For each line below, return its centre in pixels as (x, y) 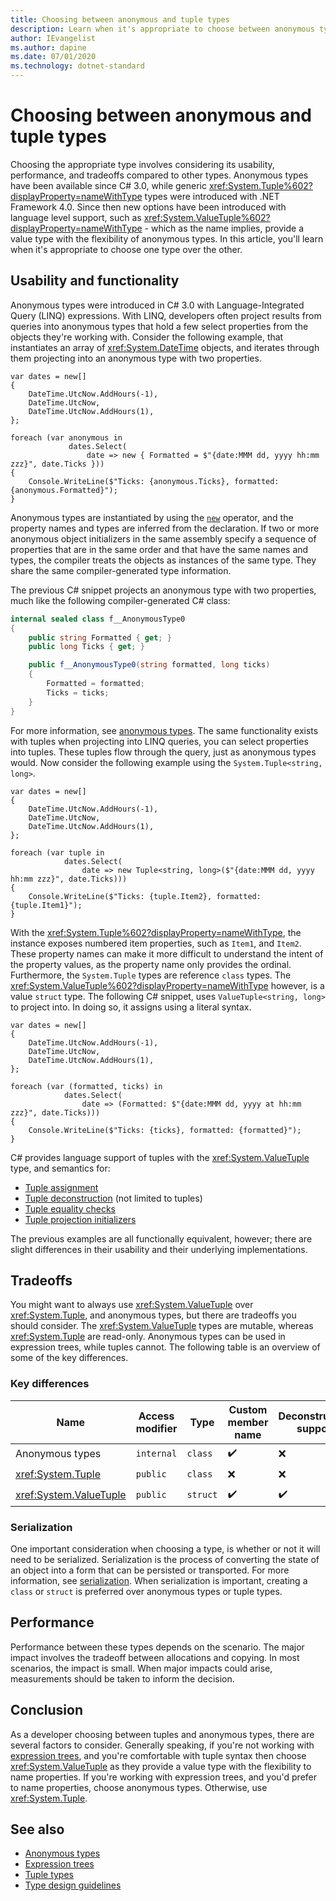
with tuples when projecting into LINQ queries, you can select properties (159, 741)
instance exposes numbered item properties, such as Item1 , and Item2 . (156, 943)
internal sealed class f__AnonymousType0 (98, 619)
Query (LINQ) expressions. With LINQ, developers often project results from (166, 315)
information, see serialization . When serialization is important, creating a (159, 1580)
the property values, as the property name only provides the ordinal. (151, 964)
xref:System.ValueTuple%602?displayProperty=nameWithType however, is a (167, 985)
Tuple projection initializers (80, 1219)
